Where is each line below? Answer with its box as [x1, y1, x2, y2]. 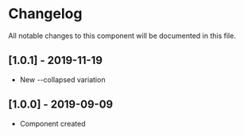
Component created [19, 119, 86, 128]
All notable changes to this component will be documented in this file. [8, 31, 236, 40]
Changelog [8, 5, 83, 23]
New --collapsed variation [19, 74, 106, 84]
